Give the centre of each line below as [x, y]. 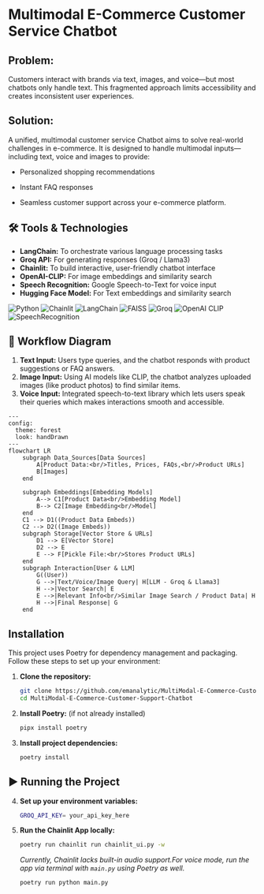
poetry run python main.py [64, 883]
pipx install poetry [53, 728]
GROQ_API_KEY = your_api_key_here [74, 815]
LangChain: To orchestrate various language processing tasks [121, 251]
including [23, 156]
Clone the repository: [55, 676]
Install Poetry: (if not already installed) [82, 713]
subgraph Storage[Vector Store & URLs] [88, 534]
